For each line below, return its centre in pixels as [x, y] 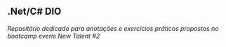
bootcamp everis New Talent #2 [54, 36]
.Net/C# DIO [34, 12]
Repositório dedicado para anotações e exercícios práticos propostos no [113, 28]
